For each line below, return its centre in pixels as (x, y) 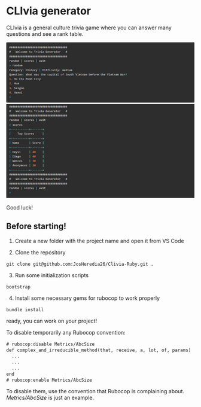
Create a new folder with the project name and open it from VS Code (99, 241)
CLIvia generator (49, 11)
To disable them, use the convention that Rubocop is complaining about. (95, 391)
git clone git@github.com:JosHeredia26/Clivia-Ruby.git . (80, 264)
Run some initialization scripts (51, 275)
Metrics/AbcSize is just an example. (50, 397)
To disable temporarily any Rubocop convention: (66, 332)
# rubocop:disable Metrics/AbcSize (51, 344)
